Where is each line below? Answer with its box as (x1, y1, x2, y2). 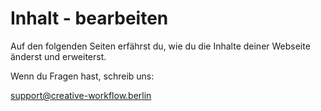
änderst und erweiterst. (10, 50, 107, 62)
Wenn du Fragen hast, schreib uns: (10, 70, 155, 82)
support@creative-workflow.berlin (10, 89, 152, 101)
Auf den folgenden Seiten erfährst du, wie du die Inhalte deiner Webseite (10, 40, 311, 52)
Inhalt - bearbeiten (10, 7, 169, 30)
